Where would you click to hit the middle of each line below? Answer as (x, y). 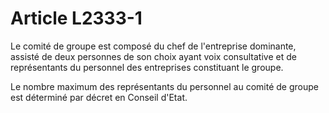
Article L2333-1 (76, 18)
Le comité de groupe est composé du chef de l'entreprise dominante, (153, 46)
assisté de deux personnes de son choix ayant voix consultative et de (153, 56)
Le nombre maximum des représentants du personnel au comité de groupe (164, 86)
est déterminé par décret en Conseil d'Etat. (99, 97)
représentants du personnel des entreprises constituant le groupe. (147, 67)
